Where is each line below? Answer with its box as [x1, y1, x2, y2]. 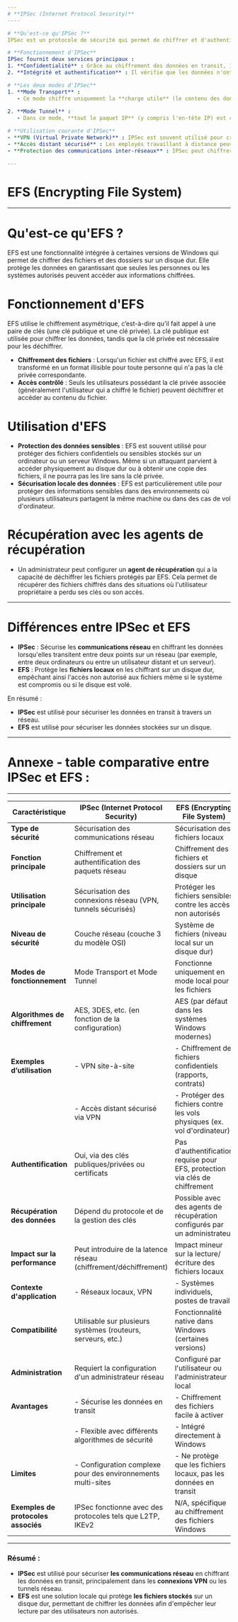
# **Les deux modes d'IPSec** [7, 82, 97, 89]
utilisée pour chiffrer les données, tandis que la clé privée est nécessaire [7, 335, 220, 343]
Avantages [11, 1402, 48, 1411]
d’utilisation [11, 1066, 52, 1075]
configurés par [174, 1220, 225, 1230]
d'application [11, 1292, 57, 1302]
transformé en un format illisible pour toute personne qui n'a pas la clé [17, 363, 223, 372]
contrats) [174, 1079, 205, 1089]
